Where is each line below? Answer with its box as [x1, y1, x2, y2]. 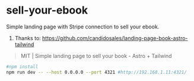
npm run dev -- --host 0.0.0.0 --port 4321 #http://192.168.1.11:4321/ [6, 69, 187, 75]
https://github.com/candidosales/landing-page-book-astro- [42, 34, 188, 41]
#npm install [6, 63, 39, 70]
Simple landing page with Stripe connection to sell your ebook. [6, 23, 160, 30]
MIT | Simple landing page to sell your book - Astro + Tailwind [20, 52, 172, 59]
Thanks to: [14, 34, 42, 41]
